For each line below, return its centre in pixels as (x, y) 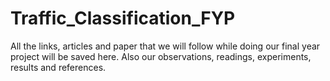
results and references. (58, 67)
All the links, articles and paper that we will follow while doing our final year (165, 46)
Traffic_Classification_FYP (123, 18)
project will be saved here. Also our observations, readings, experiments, (161, 56)
